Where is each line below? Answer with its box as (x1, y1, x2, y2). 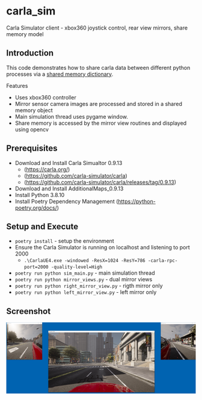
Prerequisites (6, 143, 58, 154)
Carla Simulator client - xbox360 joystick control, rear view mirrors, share (6, 24, 188, 31)
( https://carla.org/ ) (23, 166, 70, 173)
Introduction (6, 48, 54, 58)
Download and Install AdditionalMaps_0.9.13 (14, 185, 124, 192)
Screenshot (6, 306, 51, 316)
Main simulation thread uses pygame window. (14, 113, 128, 120)
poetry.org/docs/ (14, 204, 57, 211)
